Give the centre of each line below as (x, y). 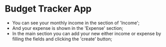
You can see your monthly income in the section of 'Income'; (76, 23)
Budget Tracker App (48, 9)
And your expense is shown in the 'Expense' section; (67, 28)
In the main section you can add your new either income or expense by (87, 33)
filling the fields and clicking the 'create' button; (62, 39)
